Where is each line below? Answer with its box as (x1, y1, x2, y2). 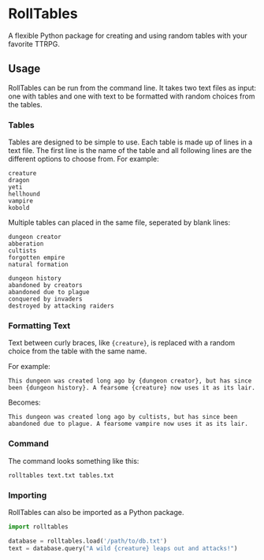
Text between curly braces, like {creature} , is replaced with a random (8, 338, 236, 348)
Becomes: (8, 398, 41, 407)
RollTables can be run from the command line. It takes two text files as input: (8, 83, 257, 92)
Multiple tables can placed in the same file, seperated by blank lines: (8, 218, 231, 227)
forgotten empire (8, 254, 65, 262)
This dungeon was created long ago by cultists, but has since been (8, 413, 238, 421)
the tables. (8, 99, 43, 109)
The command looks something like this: (8, 456, 139, 465)
